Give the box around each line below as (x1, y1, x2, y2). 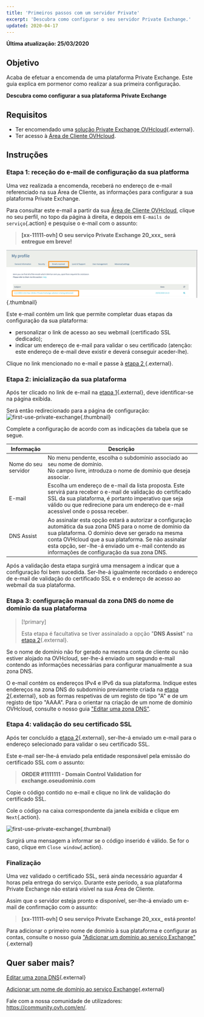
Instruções (6, 150, 49, 160)
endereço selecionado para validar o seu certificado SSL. (6, 740, 150, 748)
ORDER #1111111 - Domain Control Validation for (21, 770, 142, 777)
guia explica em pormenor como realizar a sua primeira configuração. (6, 80, 181, 88)
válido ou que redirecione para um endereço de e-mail (47, 502, 185, 509)
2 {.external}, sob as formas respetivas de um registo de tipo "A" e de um (6, 692, 188, 699)
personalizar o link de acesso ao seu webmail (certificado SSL (15, 329, 171, 336)
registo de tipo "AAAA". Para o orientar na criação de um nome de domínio (6, 698, 192, 706)
